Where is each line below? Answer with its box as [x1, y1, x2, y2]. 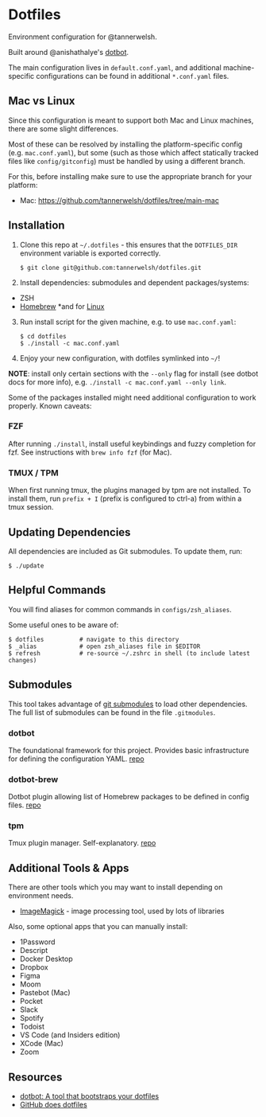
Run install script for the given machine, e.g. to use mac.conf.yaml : [19, 317, 237, 326]
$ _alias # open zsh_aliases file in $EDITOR [8, 642, 201, 650]
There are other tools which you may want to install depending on [8, 882, 223, 892]
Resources [8, 1070, 63, 1084]
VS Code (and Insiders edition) [19, 1030, 121, 1040]
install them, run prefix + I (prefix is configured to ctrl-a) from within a [8, 494, 242, 503]
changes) [8, 656, 37, 664]
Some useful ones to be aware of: [8, 619, 119, 630]
